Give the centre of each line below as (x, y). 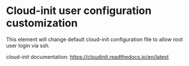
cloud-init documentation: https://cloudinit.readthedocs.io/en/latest (87, 57)
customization (42, 23)
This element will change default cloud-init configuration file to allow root (95, 39)
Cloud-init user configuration (79, 11)
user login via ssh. (28, 46)
